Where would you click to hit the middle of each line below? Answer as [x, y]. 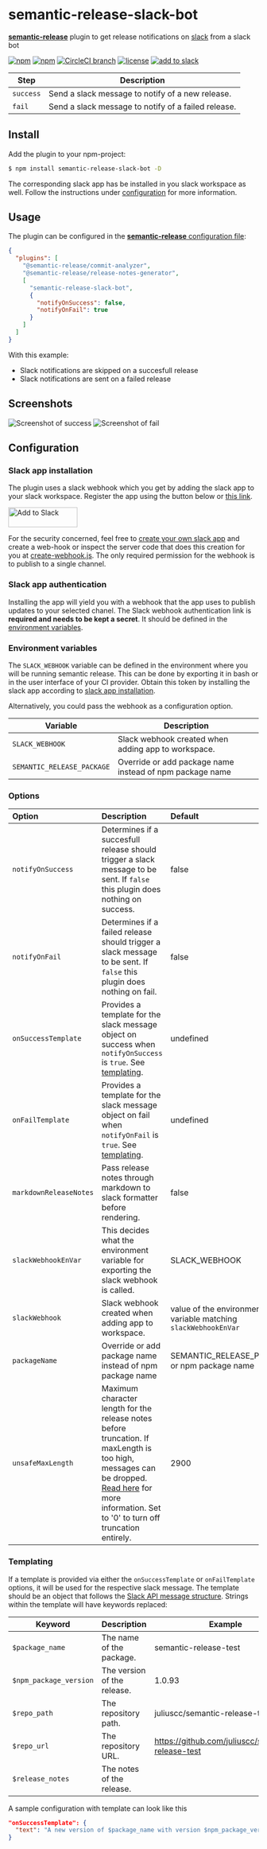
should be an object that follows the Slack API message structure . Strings [128, 1596]
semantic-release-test [197, 1647]
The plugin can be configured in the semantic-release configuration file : [127, 236]
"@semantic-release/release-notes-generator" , [101, 273]
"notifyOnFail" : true [73, 310]
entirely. [116, 1538]
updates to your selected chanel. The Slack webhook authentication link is [130, 610]
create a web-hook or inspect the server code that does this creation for [127, 547]
